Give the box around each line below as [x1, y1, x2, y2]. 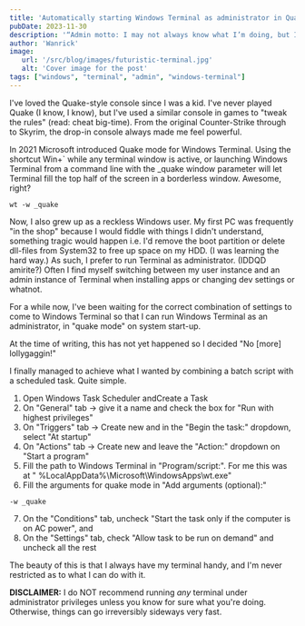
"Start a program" [22, 451, 90, 462]
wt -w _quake [9, 200, 59, 209]
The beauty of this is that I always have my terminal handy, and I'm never [9, 560, 283, 571]
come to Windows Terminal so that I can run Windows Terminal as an [9, 311, 268, 322]
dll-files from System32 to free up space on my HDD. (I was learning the [9, 244, 280, 255]
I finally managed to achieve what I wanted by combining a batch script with [9, 365, 294, 376]
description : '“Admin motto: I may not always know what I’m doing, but [9, 30, 290, 39]
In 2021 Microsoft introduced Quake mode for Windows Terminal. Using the [9, 144, 291, 154]
